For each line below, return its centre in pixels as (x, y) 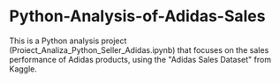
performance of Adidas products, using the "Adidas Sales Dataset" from (140, 59)
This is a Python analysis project (68, 41)
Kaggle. (23, 69)
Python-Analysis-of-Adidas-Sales (137, 16)
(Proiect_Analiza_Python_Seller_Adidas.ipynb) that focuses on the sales (139, 49)
